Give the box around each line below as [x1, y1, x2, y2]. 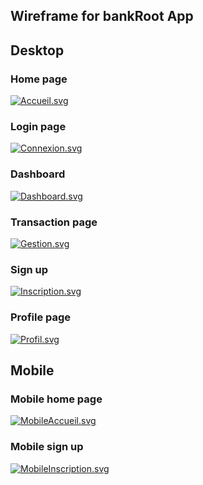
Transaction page [10, 215, 98, 229]
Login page [10, 120, 67, 133]
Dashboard [10, 167, 66, 181]
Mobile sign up [10, 440, 84, 454]
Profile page [10, 310, 72, 324]
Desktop [10, 42, 65, 59]
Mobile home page [10, 392, 103, 406]
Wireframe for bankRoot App [10, 8, 194, 25]
